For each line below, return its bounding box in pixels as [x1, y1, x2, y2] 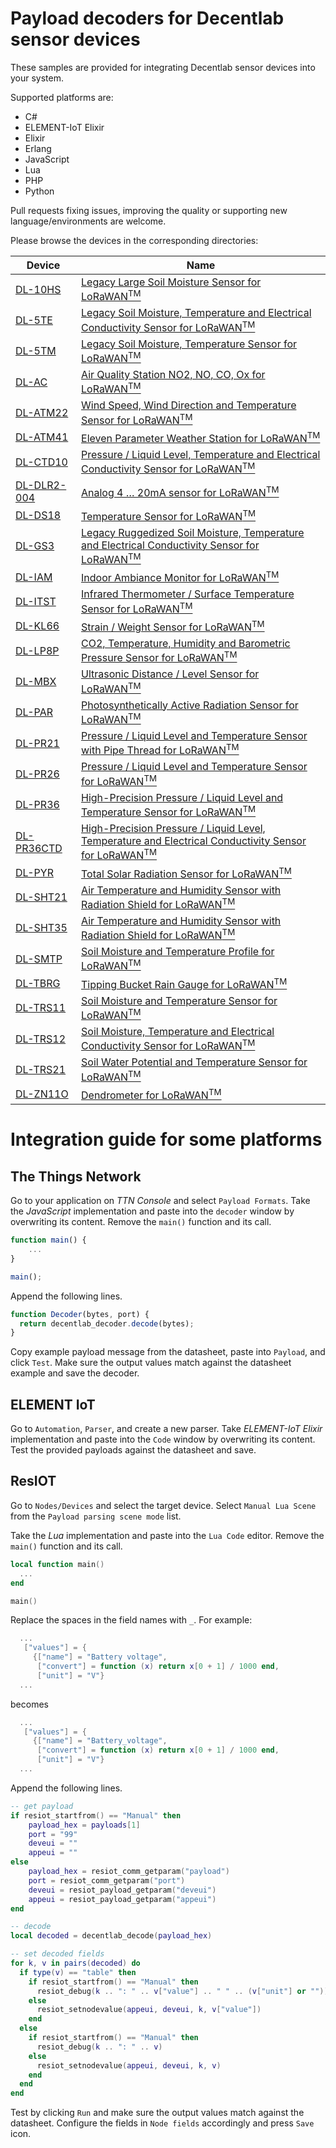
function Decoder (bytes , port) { [10, 1309, 150, 1319]
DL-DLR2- [15, 478, 67, 492]
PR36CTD [15, 841, 63, 855]
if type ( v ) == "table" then [19, 1967, 137, 1977]
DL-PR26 [15, 767, 60, 781]
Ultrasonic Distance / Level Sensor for [81, 667, 260, 681]
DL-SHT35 [15, 921, 68, 935]
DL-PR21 [15, 736, 60, 750]
